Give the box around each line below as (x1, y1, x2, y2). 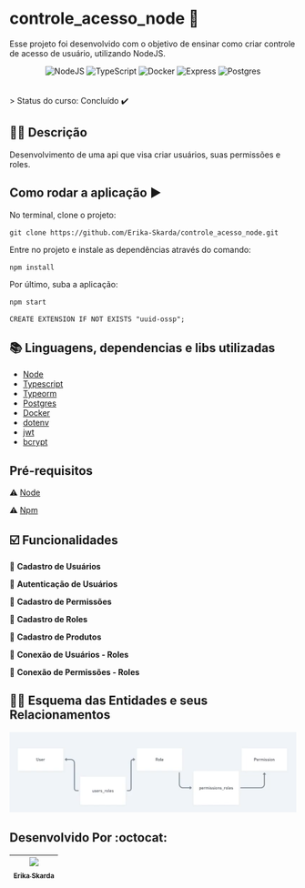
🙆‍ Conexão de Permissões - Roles (9, 667, 140, 677)
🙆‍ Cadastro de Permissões (9, 596, 112, 607)
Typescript (22, 378, 64, 389)
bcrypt (22, 437, 48, 448)
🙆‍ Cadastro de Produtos (9, 631, 102, 642)
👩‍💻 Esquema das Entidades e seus (9, 693, 208, 709)
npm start (9, 298, 47, 307)
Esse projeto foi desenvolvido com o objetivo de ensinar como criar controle (9, 38, 296, 49)
